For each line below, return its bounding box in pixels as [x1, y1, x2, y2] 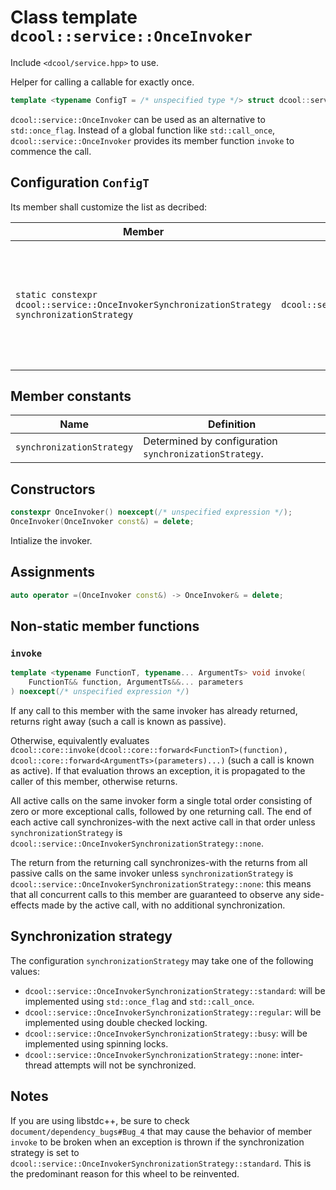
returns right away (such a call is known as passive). [10, 716, 227, 727]
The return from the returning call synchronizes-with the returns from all [10, 857, 308, 868]
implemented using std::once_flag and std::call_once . [24, 995, 255, 1007]
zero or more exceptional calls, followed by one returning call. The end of [10, 806, 312, 817]
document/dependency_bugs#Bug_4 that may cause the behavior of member [10, 1125, 313, 1137]
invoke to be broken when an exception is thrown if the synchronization [10, 1136, 305, 1148]
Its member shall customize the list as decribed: [10, 201, 208, 213]
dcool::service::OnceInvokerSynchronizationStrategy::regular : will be [24, 1006, 322, 1018]
